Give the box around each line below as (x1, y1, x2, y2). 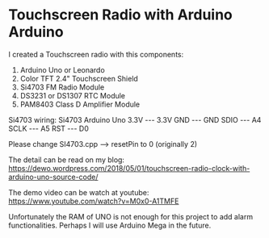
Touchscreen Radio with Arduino (8, 6, 233, 24)
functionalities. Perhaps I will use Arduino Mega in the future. (8, 220, 212, 230)
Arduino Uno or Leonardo (19, 65, 105, 74)
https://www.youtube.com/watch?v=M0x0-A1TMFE (8, 196, 179, 206)
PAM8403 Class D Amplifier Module (19, 99, 141, 109)
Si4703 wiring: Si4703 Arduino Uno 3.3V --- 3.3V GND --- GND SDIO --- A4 (8, 115, 262, 124)
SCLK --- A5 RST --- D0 (8, 123, 89, 133)
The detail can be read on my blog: (8, 155, 125, 165)
